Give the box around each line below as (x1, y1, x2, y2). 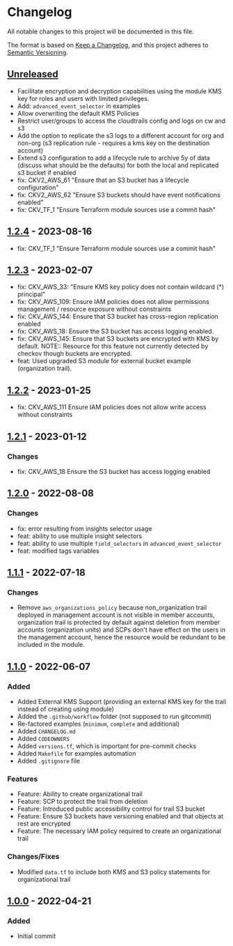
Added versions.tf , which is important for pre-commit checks (17, 742, 197, 750)
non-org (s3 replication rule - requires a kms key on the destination (17, 139, 210, 147)
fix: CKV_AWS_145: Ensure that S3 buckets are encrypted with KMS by (17, 335, 219, 343)
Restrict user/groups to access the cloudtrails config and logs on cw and (17, 116, 226, 125)
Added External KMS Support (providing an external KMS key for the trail (17, 697, 227, 705)
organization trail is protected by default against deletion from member (17, 618, 220, 627)
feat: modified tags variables (17, 547, 99, 555)
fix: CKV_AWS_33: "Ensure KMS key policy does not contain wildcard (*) (17, 283, 225, 291)
